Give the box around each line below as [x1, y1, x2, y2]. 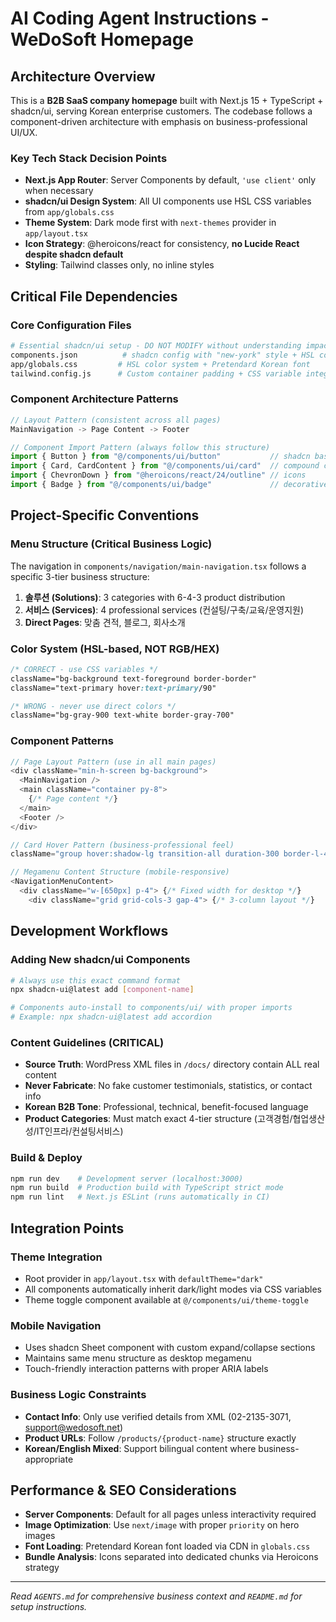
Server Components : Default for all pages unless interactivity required [24, 1508, 317, 1521]
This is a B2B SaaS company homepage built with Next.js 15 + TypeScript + [10, 95, 324, 106]
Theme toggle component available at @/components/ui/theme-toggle [24, 1293, 309, 1306]
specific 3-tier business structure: [10, 570, 150, 582]
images [24, 1530, 56, 1542]
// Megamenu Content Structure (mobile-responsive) [10, 867, 230, 877]
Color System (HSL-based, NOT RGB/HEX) [10, 642, 220, 656]
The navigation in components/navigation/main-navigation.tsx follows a [10, 560, 307, 572]
